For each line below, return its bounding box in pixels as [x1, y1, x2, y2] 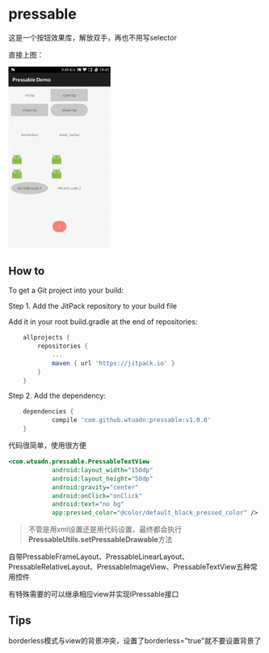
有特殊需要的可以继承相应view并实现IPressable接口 [8, 589, 179, 600]
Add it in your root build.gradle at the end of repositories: [8, 317, 198, 326]
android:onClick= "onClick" [51, 492, 143, 500]
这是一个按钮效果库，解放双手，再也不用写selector [8, 32, 178, 42]
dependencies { [23, 408, 74, 416]
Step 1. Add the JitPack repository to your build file [8, 301, 178, 311]
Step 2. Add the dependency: [8, 391, 107, 401]
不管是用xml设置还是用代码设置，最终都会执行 [27, 524, 183, 535]
